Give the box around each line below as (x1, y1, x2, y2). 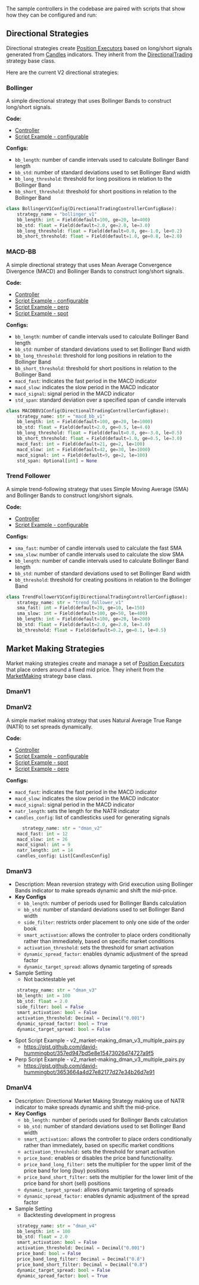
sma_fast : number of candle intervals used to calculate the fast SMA (14, 544, 182, 551)
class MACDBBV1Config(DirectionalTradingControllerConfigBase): (6, 408, 169, 414)
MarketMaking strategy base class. (6, 672, 92, 679)
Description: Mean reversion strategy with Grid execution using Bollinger (14, 880, 194, 888)
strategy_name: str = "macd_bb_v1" (17, 413, 105, 420)
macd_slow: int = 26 (17, 836, 68, 842)
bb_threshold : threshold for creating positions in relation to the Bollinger (14, 576, 192, 583)
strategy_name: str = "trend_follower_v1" (17, 599, 124, 605)
